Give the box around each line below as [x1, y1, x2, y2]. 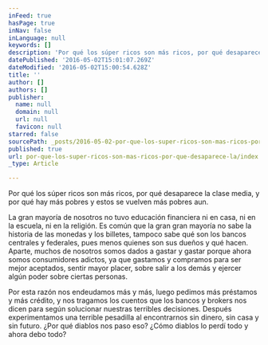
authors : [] [8, 85, 48, 94]
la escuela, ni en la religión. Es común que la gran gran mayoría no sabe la [8, 221, 252, 231]
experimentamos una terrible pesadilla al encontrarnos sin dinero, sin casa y [8, 312, 259, 323]
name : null [15, 100, 52, 108]
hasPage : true [8, 19, 56, 27]
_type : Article [8, 160, 59, 168]
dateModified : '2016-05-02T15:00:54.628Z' [8, 64, 152, 72]
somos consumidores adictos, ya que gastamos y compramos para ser [8, 255, 242, 265]
